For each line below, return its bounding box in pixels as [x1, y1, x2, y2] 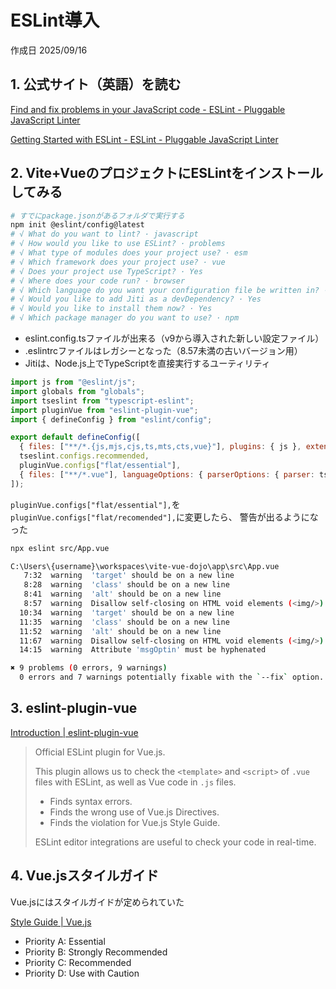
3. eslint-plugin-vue [10, 700, 138, 717]
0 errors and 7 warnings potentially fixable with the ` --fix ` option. [19, 672, 325, 683]
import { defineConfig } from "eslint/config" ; [10, 414, 213, 425]
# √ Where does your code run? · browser [10, 276, 186, 286]
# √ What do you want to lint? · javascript [10, 229, 199, 240]
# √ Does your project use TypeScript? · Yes [10, 266, 203, 276]
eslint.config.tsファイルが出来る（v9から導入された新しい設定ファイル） [24, 332, 325, 345]
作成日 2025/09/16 [10, 44, 88, 56]
